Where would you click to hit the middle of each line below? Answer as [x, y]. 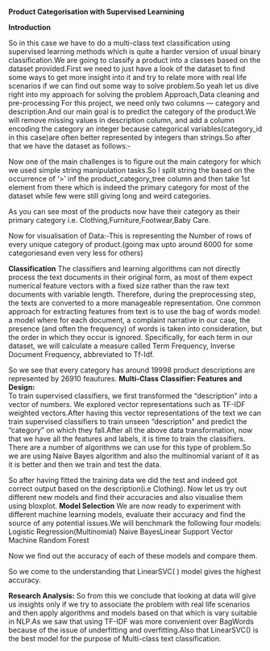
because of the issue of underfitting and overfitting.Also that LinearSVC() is [134, 630]
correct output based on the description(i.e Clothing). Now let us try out [128, 489]
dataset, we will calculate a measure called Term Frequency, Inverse [122, 346]
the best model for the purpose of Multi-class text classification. [115, 638]
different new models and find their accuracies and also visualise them [126, 497]
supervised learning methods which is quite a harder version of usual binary [135, 51]
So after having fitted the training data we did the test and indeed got [123, 480]
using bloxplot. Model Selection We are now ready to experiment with [125, 506]
